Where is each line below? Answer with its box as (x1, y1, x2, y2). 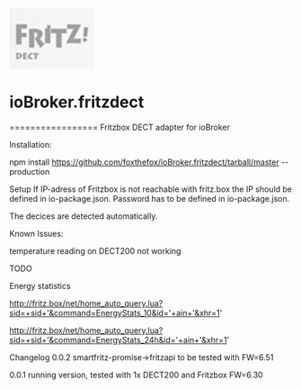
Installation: (9, 139, 52, 149)
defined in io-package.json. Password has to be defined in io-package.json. (9, 193, 290, 204)
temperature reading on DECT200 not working (9, 245, 181, 256)
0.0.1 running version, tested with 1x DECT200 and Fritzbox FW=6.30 (9, 369, 263, 380)
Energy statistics (9, 280, 71, 291)
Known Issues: (9, 228, 64, 239)
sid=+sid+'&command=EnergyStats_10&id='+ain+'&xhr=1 (9, 307, 220, 318)
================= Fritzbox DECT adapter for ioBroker (9, 122, 231, 132)
